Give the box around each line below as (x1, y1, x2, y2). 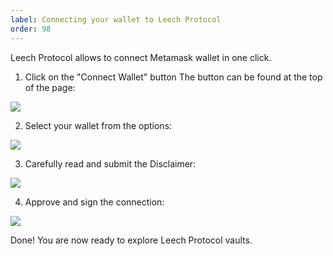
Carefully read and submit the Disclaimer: (24, 157, 197, 170)
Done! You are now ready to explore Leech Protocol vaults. (10, 234, 253, 246)
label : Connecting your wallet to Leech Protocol (10, 14, 222, 25)
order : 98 (10, 24, 52, 34)
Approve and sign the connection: (24, 196, 165, 208)
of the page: (24, 81, 76, 93)
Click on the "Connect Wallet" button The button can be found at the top (24, 71, 323, 83)
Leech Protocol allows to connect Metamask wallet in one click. (10, 51, 272, 63)
